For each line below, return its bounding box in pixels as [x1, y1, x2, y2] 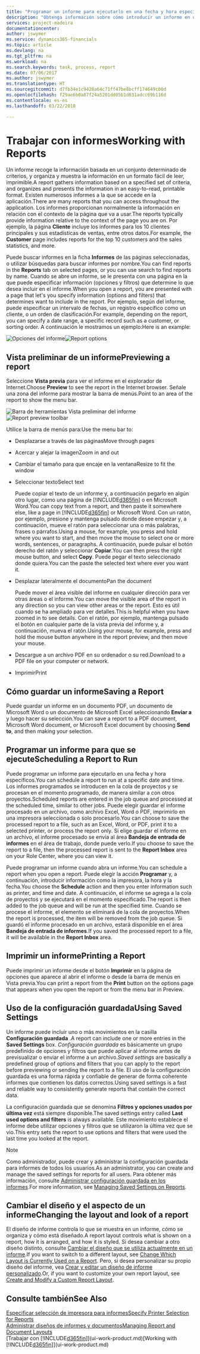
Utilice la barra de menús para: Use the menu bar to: [6, 426, 133, 433]
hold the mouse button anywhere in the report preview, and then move [14, 633, 187, 641]
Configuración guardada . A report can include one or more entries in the [6, 1034, 186, 1042]
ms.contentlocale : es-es [6, 97, 68, 103]
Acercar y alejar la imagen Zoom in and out [14, 449, 119, 456]
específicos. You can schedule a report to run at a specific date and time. [6, 776, 185, 783]
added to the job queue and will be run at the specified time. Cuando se [6, 901, 182, 909]
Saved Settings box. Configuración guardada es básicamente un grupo [6, 1041, 183, 1048]
